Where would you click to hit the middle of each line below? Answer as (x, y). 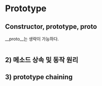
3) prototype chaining (39, 77)
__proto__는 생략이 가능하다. (32, 39)
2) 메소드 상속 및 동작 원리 (42, 60)
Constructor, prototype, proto (51, 27)
